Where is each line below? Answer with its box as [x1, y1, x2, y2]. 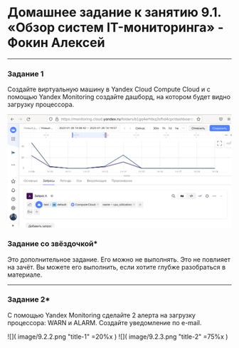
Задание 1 [7, 68, 44, 78]
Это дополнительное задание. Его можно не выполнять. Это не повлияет [7, 255, 231, 264]
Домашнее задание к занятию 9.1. [7, 4, 222, 21]
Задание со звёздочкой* [7, 239, 98, 249]
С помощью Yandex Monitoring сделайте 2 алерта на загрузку [7, 311, 196, 319]
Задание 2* [7, 295, 51, 304]
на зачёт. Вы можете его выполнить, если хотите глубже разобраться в [7, 262, 226, 271]
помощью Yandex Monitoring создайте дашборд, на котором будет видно [7, 93, 231, 101]
